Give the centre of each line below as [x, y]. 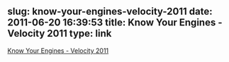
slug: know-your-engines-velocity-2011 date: [110, 12]
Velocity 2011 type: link [60, 33]
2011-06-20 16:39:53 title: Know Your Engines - [115, 23]
